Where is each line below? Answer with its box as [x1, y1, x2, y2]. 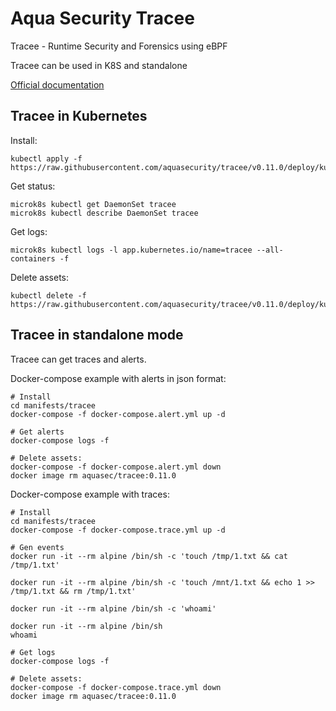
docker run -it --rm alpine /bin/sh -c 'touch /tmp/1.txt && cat [10, 551, 288, 561]
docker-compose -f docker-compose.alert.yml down [10, 462, 222, 472]
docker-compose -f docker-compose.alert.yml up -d [10, 409, 226, 419]
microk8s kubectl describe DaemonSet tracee [10, 208, 199, 218]
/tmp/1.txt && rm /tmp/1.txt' [10, 586, 137, 596]
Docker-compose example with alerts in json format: [10, 372, 227, 384]
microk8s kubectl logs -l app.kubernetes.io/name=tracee [10, 245, 253, 255]
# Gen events [10, 542, 65, 552]
